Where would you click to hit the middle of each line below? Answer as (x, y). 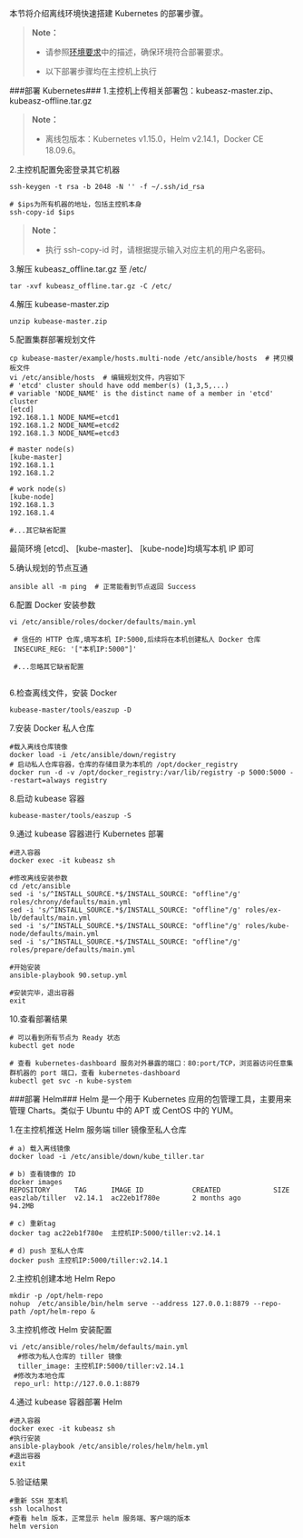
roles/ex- (263, 910)
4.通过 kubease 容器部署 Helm (66, 1402)
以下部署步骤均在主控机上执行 (101, 71)
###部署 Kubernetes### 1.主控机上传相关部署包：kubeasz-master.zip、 (144, 90)
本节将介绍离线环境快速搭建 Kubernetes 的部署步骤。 (109, 13)
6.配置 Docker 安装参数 (53, 604)
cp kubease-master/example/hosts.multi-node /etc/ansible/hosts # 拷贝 (148, 358)
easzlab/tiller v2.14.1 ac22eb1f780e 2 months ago (126, 1198)
